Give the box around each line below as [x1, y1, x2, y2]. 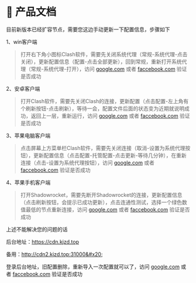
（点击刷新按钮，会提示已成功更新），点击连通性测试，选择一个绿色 [20, 199, 183, 206]
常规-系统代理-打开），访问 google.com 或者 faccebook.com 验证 [30, 65, 187, 72]
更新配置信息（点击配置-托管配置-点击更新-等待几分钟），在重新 [33, 152, 187, 159]
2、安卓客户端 [6, 85, 40, 92]
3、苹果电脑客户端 [6, 132, 51, 139]
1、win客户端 [6, 38, 37, 45]
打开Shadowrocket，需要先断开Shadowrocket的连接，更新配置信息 [20, 191, 183, 198]
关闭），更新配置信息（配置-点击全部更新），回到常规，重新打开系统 [20, 58, 183, 65]
